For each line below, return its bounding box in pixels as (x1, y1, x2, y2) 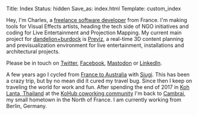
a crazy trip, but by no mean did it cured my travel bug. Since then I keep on (6, 77, 192, 84)
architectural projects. (6, 48, 60, 55)
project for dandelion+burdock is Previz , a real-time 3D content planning (6, 36, 184, 42)
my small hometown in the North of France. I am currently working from (6, 96, 181, 103)
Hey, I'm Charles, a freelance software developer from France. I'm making (6, 17, 187, 23)
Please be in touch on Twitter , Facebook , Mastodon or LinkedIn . (6, 59, 162, 66)
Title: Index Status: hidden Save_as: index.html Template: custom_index (6, 5, 181, 12)
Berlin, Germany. (6, 103, 48, 109)
